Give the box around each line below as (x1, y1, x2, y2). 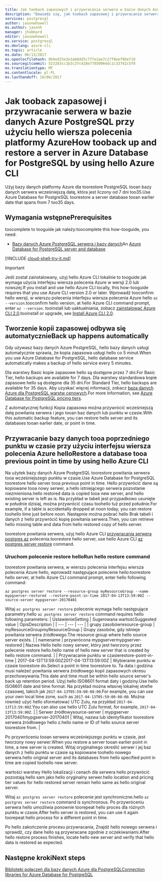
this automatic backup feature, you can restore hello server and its (5, 415, 138, 421)
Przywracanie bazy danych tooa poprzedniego (5, 434, 149, 442)
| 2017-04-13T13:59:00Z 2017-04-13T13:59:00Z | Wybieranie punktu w (15, 658, 156, 664)
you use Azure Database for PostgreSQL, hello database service (5, 355, 134, 361)
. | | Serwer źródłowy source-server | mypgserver (31, 709, 130, 715)
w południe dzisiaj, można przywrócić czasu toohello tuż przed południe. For (5, 501, 157, 507)
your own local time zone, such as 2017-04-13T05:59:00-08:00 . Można (5, 694, 145, 700)
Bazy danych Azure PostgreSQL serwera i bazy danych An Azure (12, 241, 141, 246)
